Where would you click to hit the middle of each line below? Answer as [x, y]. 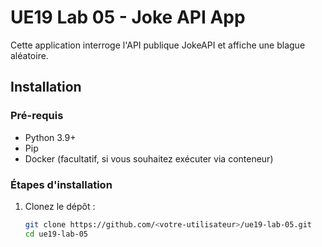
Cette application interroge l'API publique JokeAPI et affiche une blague [158, 45]
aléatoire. [29, 55]
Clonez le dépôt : [60, 206]
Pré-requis [37, 116]
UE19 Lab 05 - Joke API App [128, 17]
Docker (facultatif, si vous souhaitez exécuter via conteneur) [149, 158]
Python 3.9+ [50, 137]
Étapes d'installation [61, 184]
